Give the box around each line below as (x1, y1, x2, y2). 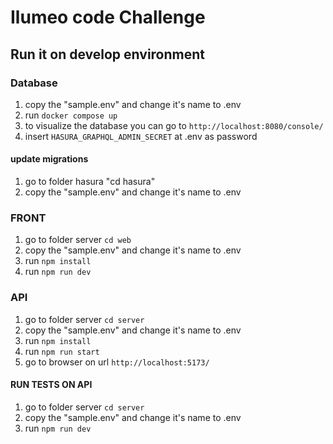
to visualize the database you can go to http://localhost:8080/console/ (24, 119, 324, 131)
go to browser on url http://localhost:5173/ (24, 356, 210, 368)
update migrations (10, 153, 89, 165)
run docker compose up (24, 109, 118, 121)
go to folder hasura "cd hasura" (24, 176, 156, 188)
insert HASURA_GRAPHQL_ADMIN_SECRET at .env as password (24, 130, 258, 142)
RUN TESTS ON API (10, 379, 93, 391)
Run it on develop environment (10, 46, 206, 63)
